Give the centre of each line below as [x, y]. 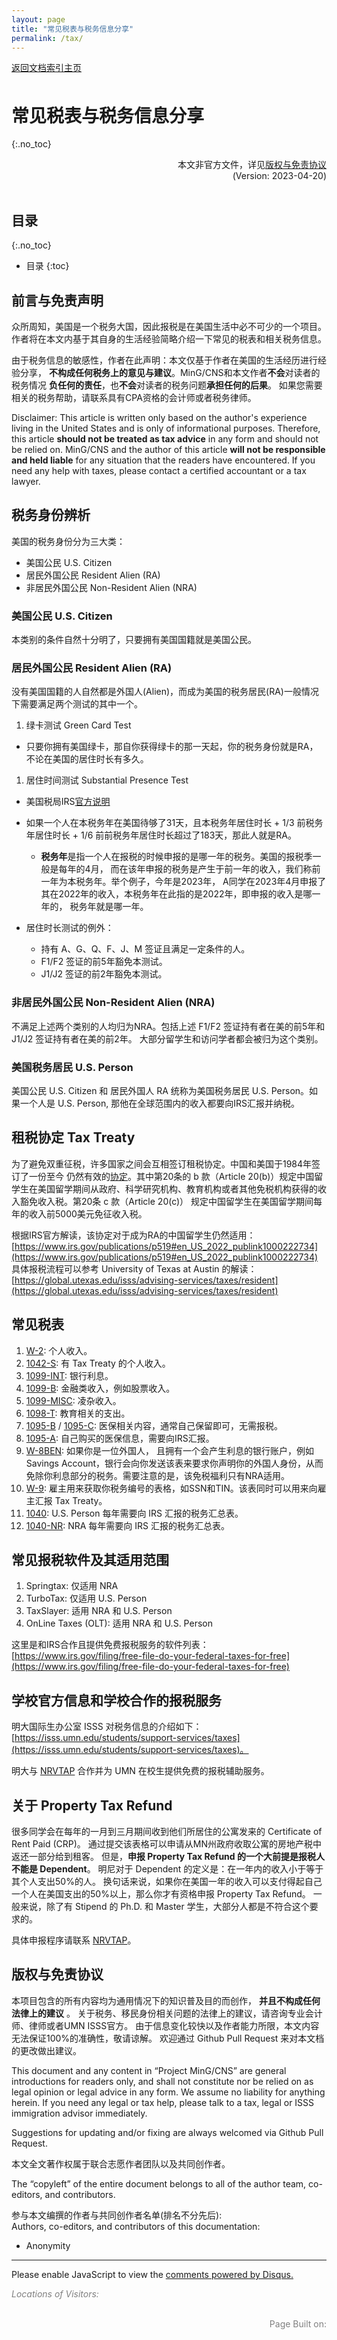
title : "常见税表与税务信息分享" [72, 29]
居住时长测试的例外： [69, 928]
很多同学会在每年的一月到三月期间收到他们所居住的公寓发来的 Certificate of [167, 1831]
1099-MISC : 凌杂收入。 [73, 1400]
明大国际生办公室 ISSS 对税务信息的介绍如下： [107, 1727]
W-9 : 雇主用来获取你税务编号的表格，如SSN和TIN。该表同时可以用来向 [171, 1488]
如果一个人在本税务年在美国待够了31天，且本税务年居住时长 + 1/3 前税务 [174, 823]
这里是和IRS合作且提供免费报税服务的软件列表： [110, 1645]
